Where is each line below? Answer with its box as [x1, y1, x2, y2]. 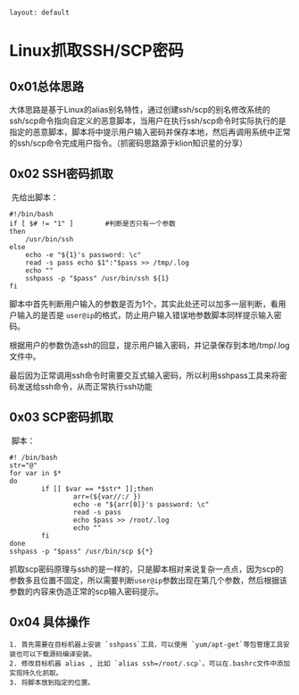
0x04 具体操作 [9, 615, 90, 630]
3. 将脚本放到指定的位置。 [9, 678, 96, 688]
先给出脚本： [11, 191, 59, 202]
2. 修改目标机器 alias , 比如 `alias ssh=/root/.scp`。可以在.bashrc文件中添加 [9, 659, 290, 668]
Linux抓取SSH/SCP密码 [9, 41, 185, 61]
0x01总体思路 [9, 79, 85, 94]
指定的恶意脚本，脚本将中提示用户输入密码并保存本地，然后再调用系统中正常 [9, 127, 291, 137]
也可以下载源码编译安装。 [15, 649, 96, 659]
